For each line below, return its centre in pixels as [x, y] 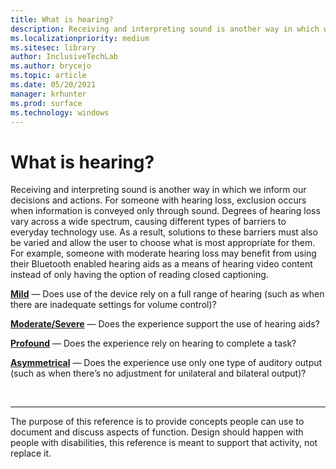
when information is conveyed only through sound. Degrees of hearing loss [165, 211]
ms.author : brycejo [51, 66]
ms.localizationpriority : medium [80, 38]
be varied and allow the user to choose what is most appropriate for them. [163, 243]
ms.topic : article [48, 76]
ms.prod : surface [46, 103]
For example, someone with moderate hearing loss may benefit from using [163, 253]
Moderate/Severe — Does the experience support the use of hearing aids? [165, 324]
